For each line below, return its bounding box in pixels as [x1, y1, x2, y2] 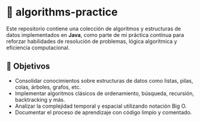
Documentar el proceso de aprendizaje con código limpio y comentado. [14, 108, 192, 115]
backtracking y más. [14, 96, 65, 103]
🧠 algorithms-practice [6, 5, 118, 19]
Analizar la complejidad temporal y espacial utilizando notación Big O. [14, 102, 187, 110]
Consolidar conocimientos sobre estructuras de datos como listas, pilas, [14, 77, 193, 84]
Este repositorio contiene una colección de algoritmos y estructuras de [6, 25, 181, 32]
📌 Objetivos [6, 61, 50, 71]
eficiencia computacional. [6, 44, 70, 51]
